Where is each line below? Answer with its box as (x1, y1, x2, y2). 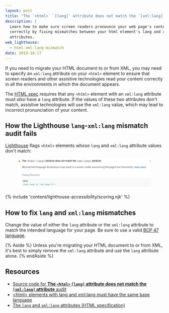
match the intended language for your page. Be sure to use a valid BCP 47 (5, 227, 159, 233)
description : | (5, 19, 37, 24)
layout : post (5, 8, 33, 13)
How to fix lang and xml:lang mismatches (5, 208, 136, 217)
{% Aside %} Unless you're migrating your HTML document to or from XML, (5, 242, 163, 249)
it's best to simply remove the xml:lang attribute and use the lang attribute (5, 248, 159, 254)
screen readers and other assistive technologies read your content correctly (5, 75, 163, 82)
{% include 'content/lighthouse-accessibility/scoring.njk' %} (5, 194, 130, 200)
